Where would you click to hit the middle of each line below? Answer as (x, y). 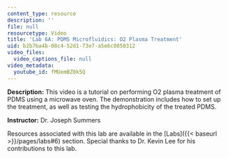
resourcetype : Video (37, 33)
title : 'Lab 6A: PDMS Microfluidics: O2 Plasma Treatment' (95, 40)
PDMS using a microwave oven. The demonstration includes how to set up (114, 99)
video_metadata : (31, 65)
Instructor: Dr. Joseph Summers (54, 120)
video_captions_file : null (53, 59)
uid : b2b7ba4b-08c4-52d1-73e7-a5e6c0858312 (71, 46)
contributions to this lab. (42, 148)
